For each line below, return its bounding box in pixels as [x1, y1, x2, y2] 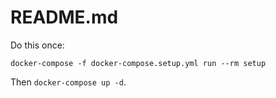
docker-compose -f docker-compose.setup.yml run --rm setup [10, 58, 267, 68]
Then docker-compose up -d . [10, 76, 127, 88]
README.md [10, 6, 119, 29]
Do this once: [10, 39, 65, 51]
